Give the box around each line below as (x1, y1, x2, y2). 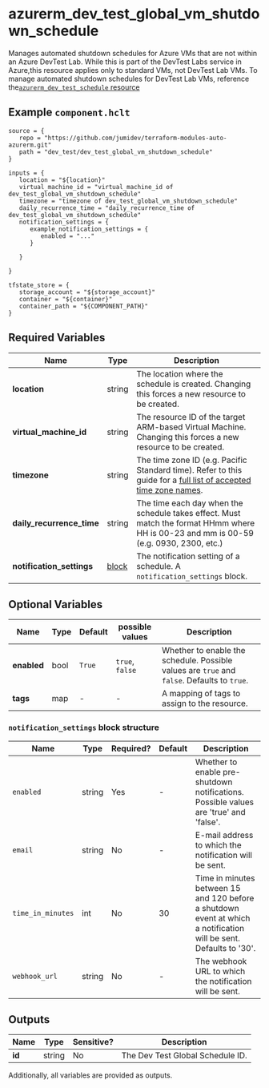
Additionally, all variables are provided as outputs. (8, 1070, 173, 1080)
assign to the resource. (161, 698, 248, 709)
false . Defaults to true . (161, 675, 249, 686)
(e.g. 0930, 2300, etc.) (135, 538, 223, 549)
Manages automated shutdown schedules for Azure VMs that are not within (8, 48, 258, 58)
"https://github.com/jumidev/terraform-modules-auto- (43, 134, 227, 142)
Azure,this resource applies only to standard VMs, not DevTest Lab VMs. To (8, 65, 258, 75)
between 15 (195, 882, 242, 893)
